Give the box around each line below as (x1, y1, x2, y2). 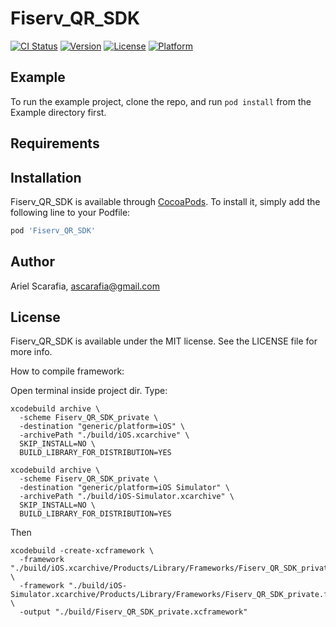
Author (10, 253, 55, 271)
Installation (10, 169, 82, 186)
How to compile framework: (10, 365, 125, 377)
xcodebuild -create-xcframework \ (10, 546, 155, 556)
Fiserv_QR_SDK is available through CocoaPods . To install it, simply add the (10, 195, 321, 207)
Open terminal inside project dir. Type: (10, 385, 168, 397)
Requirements (10, 135, 100, 152)
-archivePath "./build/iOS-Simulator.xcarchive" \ (19, 492, 235, 502)
